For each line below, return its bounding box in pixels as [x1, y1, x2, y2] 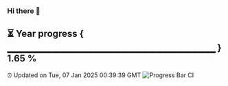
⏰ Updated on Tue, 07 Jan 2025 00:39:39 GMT [7, 71, 141, 79]
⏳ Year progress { [7, 28, 84, 40]
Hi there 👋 [7, 6, 41, 16]
